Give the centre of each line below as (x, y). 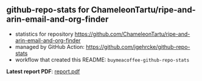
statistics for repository (44, 34)
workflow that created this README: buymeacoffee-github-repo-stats (102, 59)
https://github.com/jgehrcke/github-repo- (138, 47)
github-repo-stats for (48, 10)
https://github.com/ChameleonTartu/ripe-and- (132, 34)
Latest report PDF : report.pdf (43, 71)
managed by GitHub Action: (50, 47)
